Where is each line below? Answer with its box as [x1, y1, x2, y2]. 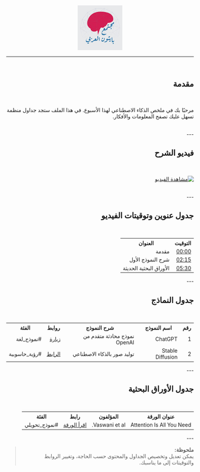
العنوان [138, 239, 154, 246]
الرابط [46, 350, 61, 357]
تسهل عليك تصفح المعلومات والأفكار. [112, 113, 194, 120]
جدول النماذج [151, 295, 194, 305]
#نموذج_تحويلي [24, 421, 58, 428]
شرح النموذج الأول [129, 256, 170, 263]
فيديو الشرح [154, 148, 194, 158]
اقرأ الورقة [63, 421, 87, 428]
